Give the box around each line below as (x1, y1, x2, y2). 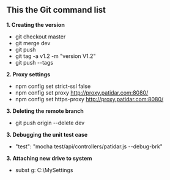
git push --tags (15, 59, 54, 66)
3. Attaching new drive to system (6, 154, 92, 162)
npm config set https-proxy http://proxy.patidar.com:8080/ (15, 95, 164, 103)
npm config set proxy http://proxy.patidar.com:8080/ (15, 88, 149, 96)
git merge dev (15, 39, 51, 46)
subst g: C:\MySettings (15, 166, 73, 173)
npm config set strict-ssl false (15, 82, 91, 90)
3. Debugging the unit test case (6, 131, 88, 138)
